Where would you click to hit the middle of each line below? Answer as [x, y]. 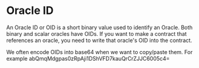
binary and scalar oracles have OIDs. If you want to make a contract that [96, 33]
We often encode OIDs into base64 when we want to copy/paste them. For [99, 52]
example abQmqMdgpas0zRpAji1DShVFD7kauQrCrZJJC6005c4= [88, 58]
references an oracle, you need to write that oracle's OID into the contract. [99, 40]
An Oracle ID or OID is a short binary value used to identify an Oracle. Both [99, 27]
